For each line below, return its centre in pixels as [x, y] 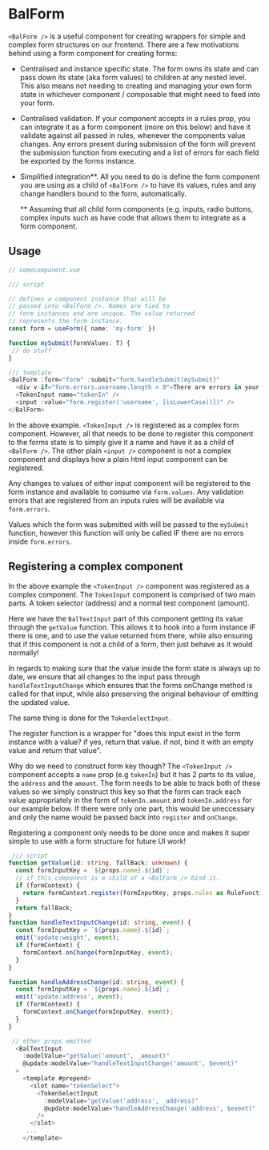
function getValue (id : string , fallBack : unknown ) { [98, 863]
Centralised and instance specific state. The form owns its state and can [139, 68]
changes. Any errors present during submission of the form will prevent [138, 144]
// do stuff [32, 350]
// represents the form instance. [66, 322]
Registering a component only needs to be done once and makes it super [129, 832]
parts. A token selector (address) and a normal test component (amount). [129, 603]
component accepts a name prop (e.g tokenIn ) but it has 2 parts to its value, [132, 774]
